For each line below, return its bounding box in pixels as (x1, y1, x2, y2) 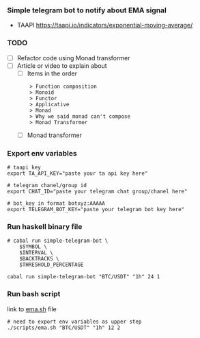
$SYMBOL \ (19, 243, 48, 250)
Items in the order (27, 69, 77, 77)
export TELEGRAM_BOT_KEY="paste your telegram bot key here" (7, 206, 185, 213)
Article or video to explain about (16, 61, 107, 70)
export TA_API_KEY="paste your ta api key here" (7, 170, 148, 177)
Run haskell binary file (7, 222, 83, 232)
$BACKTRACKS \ (19, 256, 59, 263)
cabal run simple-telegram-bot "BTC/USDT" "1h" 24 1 (7, 274, 160, 280)
